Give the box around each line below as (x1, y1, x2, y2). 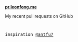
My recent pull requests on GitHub (5, 13, 73, 19)
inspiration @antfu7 (5, 32, 54, 37)
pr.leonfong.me (5, 4, 37, 10)
